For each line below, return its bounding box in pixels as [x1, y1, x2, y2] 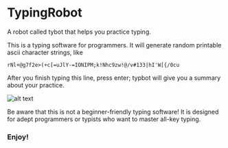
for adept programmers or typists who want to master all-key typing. [7, 115, 201, 123]
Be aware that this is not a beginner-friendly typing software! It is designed [7, 107, 219, 116]
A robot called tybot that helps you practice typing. [7, 28, 151, 36]
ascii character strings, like [7, 48, 84, 56]
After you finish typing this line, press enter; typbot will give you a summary [7, 74, 221, 82]
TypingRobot [7, 5, 82, 21]
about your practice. [7, 81, 65, 89]
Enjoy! [7, 132, 29, 142]
